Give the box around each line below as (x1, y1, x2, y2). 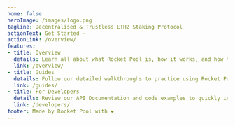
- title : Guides (7, 69, 55, 76)
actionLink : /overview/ (7, 36, 77, 43)
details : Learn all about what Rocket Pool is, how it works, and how (13, 56, 224, 63)
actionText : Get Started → (7, 29, 86, 37)
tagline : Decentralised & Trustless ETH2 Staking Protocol (7, 23, 183, 30)
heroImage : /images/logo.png (7, 17, 92, 24)
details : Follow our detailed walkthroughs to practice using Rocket (13, 75, 220, 83)
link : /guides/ (13, 82, 58, 89)
